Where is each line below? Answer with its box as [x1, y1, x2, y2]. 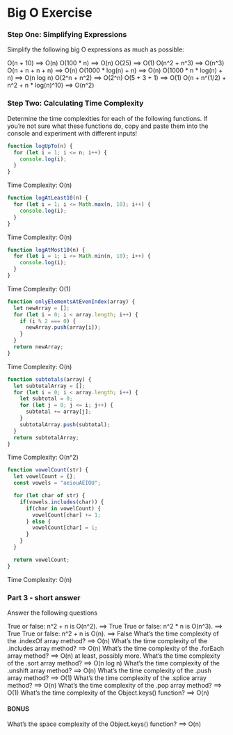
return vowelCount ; [13, 556, 70, 563]
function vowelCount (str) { [7, 467, 89, 474]
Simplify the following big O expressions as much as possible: [7, 45, 184, 54]
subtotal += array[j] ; [25, 408, 92, 415]
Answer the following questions [7, 608, 98, 617]
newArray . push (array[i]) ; [25, 324, 101, 331]
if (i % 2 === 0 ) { [19, 318, 77, 325]
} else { [25, 518, 51, 525]
